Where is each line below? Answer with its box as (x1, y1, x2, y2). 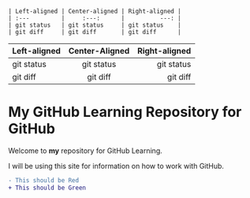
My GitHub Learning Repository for (8, 103, 242, 121)
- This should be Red (8, 176, 80, 185)
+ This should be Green (8, 184, 87, 192)
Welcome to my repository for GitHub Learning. (8, 146, 163, 155)
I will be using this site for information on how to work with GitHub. (8, 161, 225, 170)
